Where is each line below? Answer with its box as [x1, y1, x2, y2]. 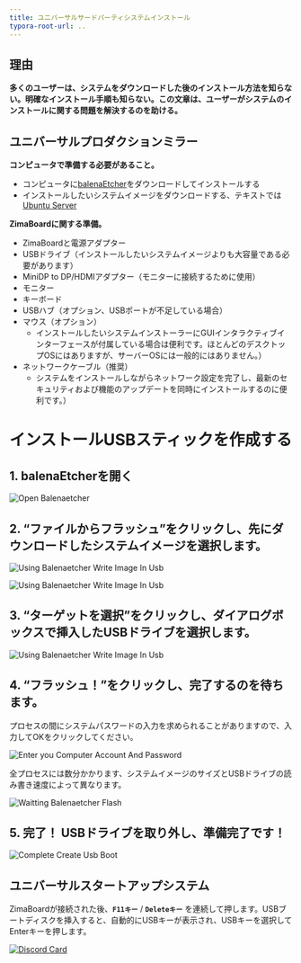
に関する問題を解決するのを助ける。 [48, 105, 182, 116]
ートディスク [9, 914, 57, 926]
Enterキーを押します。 [9, 926, 92, 937]
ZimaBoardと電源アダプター [22, 237, 127, 248]
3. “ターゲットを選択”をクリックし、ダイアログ [9, 608, 272, 623]
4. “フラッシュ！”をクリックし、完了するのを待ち [9, 678, 285, 693]
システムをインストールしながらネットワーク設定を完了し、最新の [35, 372, 280, 383]
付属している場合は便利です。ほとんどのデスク [98, 339, 270, 350]
